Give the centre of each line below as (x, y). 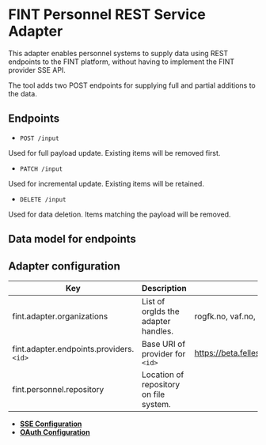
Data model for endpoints (72, 239)
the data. (23, 93)
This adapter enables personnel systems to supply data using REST (118, 53)
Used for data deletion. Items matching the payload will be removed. (120, 214)
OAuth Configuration (55, 432)
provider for (163, 353)
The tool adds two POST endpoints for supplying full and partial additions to (132, 85)
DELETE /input (43, 199)
